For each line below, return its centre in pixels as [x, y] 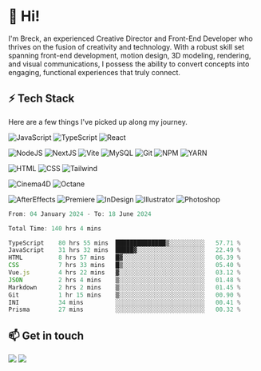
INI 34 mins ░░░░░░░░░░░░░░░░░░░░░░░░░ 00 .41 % [125, 302]
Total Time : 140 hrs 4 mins [55, 228]
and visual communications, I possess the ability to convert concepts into [129, 64]
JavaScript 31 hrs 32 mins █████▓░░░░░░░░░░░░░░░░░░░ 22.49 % [125, 250]
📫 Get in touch [46, 335]
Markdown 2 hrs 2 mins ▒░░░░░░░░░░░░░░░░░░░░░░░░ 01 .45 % [125, 287]
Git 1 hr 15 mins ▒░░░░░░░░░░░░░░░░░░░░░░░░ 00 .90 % [125, 295]
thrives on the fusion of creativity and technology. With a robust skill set [127, 46]
